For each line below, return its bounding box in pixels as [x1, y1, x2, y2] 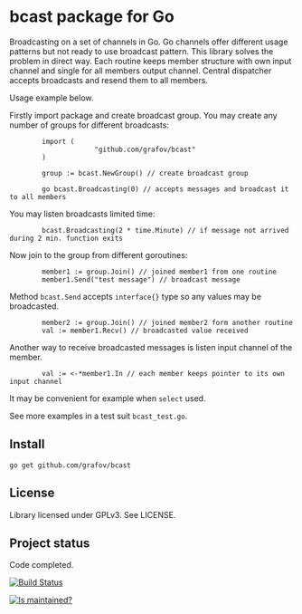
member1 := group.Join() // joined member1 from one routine [42, 267, 278, 276]
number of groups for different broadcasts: [9, 120, 170, 130]
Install [9, 437, 45, 452]
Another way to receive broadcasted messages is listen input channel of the [9, 341, 293, 352]
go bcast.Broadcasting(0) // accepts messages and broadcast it [42, 184, 289, 194]
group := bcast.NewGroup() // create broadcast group [42, 168, 249, 177]
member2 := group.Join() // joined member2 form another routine [42, 318, 294, 327]
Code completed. [9, 560, 74, 571]
